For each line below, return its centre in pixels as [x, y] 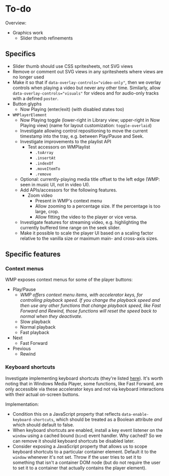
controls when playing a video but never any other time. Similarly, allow [87, 88]
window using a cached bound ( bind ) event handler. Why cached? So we [87, 435]
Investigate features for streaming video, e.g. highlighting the [83, 222]
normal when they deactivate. [51, 316]
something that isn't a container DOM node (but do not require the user [86, 462]
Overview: [16, 23]
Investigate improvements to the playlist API [66, 141]
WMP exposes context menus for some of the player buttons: [69, 280]
